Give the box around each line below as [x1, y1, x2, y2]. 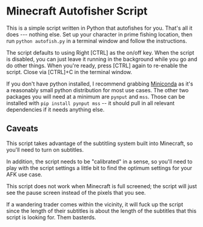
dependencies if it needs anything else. [6, 106, 105, 113]
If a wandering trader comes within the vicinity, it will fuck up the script [6, 200, 184, 208]
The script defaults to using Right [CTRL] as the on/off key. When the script [6, 49, 195, 56]
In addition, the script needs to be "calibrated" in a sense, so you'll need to [6, 158, 193, 165]
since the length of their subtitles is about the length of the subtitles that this [6, 207, 197, 214]
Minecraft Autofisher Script [6, 4, 148, 18]
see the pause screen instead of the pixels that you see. [6, 189, 146, 196]
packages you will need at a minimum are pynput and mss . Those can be [6, 93, 185, 100]
